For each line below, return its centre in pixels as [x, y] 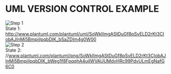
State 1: [13, 28]
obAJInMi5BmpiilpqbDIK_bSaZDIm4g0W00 [51, 39]
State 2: [14, 50]
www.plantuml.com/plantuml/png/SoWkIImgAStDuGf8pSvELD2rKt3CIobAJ [87, 55]
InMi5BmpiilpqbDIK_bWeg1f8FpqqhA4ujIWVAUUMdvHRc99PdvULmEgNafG [85, 61]
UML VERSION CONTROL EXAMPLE [82, 9]
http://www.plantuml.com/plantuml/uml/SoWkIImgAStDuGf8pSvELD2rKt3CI [85, 34]
